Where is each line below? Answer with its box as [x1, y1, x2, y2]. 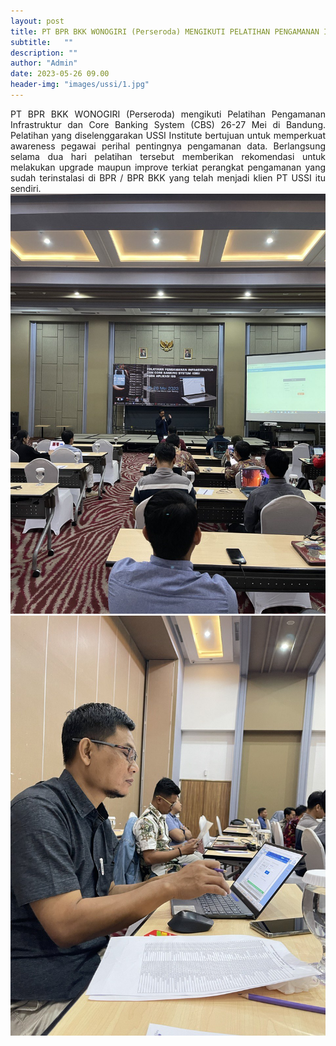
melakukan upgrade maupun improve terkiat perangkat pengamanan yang [10, 161, 326, 173]
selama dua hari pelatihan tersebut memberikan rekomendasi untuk [10, 150, 326, 162]
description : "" [10, 48, 78, 58]
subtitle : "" [10, 37, 74, 47]
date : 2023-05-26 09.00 [10, 69, 110, 79]
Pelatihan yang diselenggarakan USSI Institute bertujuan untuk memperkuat [10, 129, 326, 141]
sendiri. [10, 182, 42, 194]
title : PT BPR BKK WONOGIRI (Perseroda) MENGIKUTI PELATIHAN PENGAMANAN [10, 26, 320, 37]
